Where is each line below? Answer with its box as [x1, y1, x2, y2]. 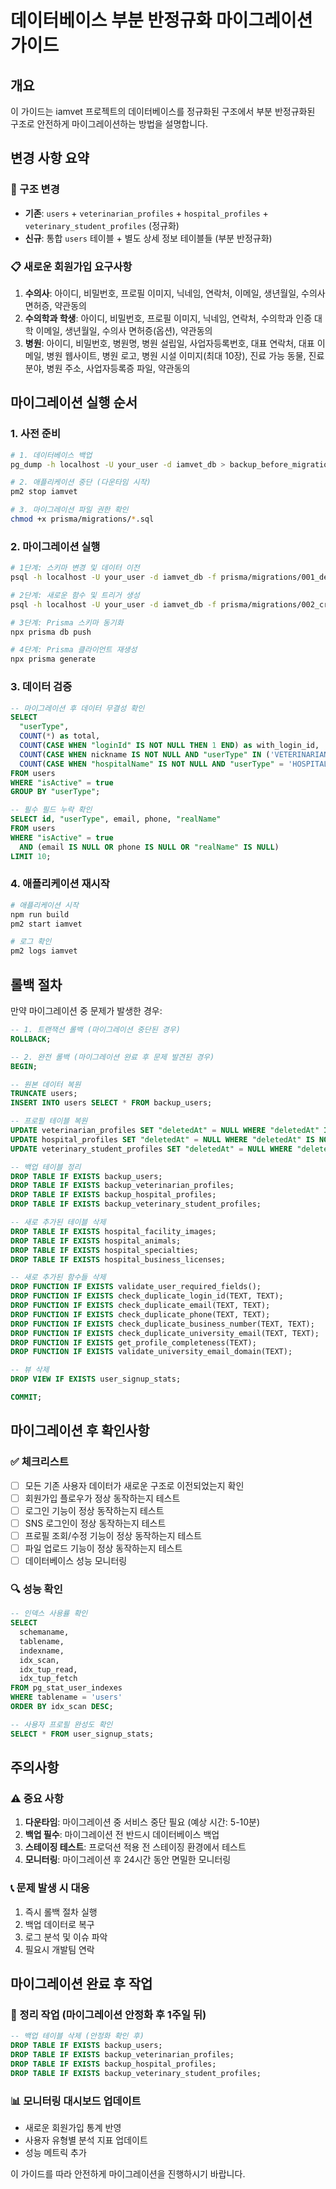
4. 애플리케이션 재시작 [10, 877, 110, 891]
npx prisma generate [10, 654, 97, 665]
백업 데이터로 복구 [24, 1918, 95, 1930]
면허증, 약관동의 [24, 299, 87, 311]
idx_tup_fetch [19, 1674, 78, 1684]
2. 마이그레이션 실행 [10, 539, 101, 553]
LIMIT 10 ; [10, 851, 52, 861]
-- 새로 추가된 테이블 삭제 [10, 1217, 107, 1227]
